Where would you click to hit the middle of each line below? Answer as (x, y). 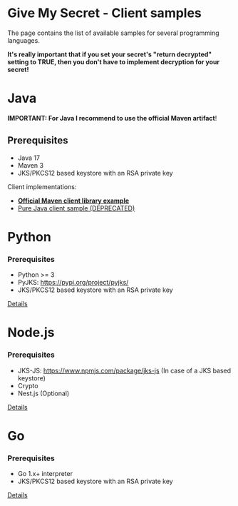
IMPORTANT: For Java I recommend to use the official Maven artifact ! (112, 118)
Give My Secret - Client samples (104, 13)
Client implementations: (42, 186)
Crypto (28, 385)
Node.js (31, 333)
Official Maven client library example (73, 201)
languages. (24, 40)
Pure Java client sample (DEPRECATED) (76, 208)
